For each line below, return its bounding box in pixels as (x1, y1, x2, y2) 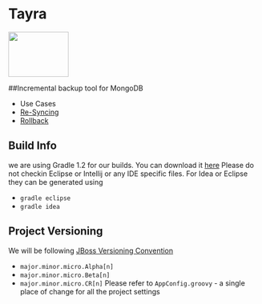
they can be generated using (8, 177, 103, 186)
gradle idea (19, 202, 60, 210)
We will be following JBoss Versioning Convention (8, 246, 174, 255)
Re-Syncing (19, 107, 59, 117)
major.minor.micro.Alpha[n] (19, 262, 114, 270)
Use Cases (19, 98, 56, 108)
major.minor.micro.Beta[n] (19, 271, 111, 279)
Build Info (8, 139, 58, 153)
